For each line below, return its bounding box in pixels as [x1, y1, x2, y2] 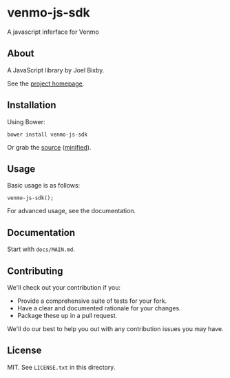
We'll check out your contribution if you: [7, 283, 121, 291]
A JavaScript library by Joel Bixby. [7, 66, 105, 74]
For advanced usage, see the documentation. [7, 207, 136, 215]
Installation [7, 99, 56, 111]
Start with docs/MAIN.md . [7, 245, 76, 253]
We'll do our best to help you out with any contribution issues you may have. [7, 325, 224, 332]
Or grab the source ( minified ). [7, 143, 92, 151]
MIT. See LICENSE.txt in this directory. [7, 363, 116, 371]
